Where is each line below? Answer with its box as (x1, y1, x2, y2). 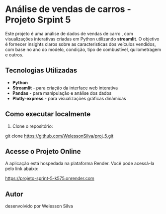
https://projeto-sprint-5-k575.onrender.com (5, 176, 94, 182)
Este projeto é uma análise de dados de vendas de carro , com (5, 30, 133, 36)
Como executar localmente (5, 110, 91, 118)
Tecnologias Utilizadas (5, 66, 78, 75)
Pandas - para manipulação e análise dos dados (12, 90, 112, 96)
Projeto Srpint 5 (5, 14, 71, 25)
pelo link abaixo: (5, 166, 39, 172)
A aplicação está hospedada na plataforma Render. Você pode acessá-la (5, 161, 155, 167)
